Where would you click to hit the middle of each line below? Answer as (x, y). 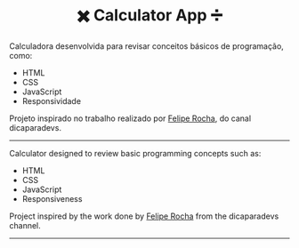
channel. (25, 225)
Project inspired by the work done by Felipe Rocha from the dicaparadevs (144, 216)
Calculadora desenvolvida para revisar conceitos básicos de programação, (147, 46)
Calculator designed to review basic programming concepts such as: (135, 153)
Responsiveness (52, 198)
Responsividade (52, 100)
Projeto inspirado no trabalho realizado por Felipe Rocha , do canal (130, 118)
